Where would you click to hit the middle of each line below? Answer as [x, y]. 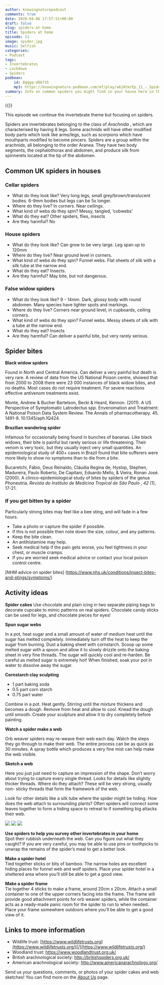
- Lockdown [16, 69]
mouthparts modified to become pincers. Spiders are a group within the [77, 140]
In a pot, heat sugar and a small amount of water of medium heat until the [79, 634]
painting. [14, 719]
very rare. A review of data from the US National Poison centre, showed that [81, 378]
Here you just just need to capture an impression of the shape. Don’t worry [80, 773]
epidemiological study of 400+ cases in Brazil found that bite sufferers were [82, 453]
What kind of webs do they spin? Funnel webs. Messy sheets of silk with [85, 320]
